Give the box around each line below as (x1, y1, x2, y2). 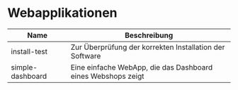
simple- (11, 62, 38, 72)
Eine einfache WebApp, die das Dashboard (70, 62, 213, 72)
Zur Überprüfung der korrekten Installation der (70, 42, 225, 52)
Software (70, 51, 101, 60)
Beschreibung (125, 30, 174, 40)
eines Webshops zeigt (70, 71, 144, 81)
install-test (11, 46, 48, 56)
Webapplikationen (7, 5, 118, 21)
